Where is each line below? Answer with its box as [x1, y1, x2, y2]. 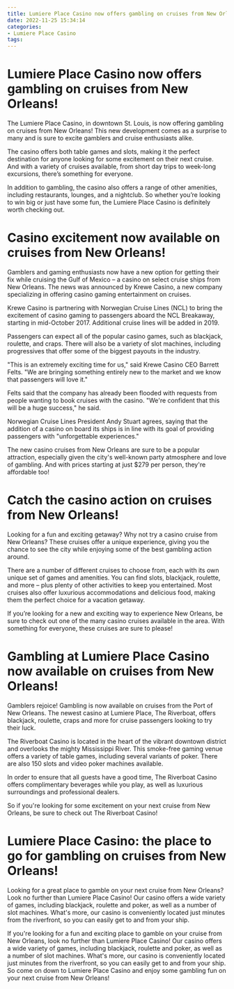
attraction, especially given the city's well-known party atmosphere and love [7, 453, 227, 461]
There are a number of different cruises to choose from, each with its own [7, 566, 219, 574]
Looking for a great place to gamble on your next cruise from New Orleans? [7, 886, 224, 894]
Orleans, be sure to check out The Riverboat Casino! [7, 808, 158, 817]
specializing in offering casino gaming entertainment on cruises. [7, 291, 192, 298]
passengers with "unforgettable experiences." [7, 432, 139, 440]
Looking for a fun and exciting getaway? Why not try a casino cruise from [7, 530, 218, 539]
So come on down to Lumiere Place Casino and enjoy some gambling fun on [7, 966, 226, 974]
